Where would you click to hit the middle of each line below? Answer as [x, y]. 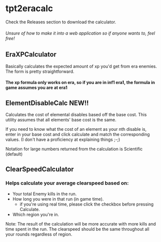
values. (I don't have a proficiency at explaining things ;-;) [63, 139]
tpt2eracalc [29, 9]
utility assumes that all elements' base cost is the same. [61, 120]
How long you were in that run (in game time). [58, 199]
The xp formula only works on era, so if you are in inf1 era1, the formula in [80, 83]
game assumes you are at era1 [37, 87]
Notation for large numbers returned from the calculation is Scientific [74, 149]
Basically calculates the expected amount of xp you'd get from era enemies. [81, 66]
